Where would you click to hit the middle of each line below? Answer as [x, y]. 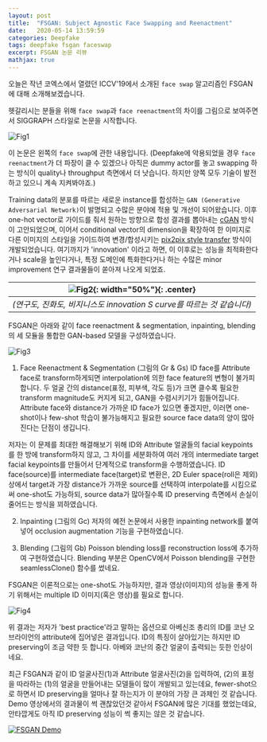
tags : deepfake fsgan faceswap [60, 45]
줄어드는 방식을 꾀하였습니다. [53, 504]
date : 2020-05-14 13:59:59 [56, 30]
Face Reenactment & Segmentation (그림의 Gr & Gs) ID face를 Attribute [135, 368]
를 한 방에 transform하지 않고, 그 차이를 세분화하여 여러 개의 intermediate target [133, 454]
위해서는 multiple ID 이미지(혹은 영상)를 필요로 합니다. [100, 595]
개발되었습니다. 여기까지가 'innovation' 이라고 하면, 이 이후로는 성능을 [116, 249]
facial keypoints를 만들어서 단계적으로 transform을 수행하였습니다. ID [117, 464]
